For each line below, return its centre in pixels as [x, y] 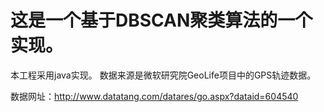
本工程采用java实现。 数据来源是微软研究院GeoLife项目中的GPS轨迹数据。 [163, 75]
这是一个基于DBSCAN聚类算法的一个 [161, 20]
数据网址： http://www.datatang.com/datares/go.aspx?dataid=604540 [154, 96]
